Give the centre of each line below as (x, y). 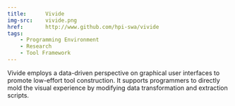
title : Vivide (36, 14)
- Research (36, 46)
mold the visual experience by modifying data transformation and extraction (117, 88)
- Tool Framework (46, 53)
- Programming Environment (60, 40)
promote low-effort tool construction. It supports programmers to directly (114, 80)
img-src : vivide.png (42, 20)
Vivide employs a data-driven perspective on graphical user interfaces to (114, 73)
